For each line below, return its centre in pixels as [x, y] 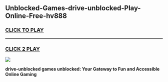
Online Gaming [21, 74]
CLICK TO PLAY [24, 30]
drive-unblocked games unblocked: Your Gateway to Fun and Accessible [82, 69]
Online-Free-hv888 [36, 16]
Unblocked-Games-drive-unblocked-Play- [73, 8]
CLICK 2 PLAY [22, 49]
